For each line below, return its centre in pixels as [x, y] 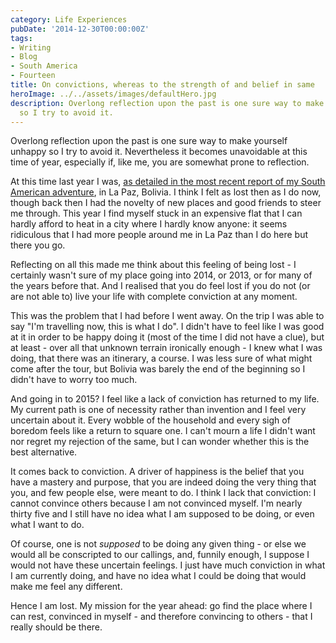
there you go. [38, 245]
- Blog [24, 57]
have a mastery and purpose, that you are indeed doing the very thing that [163, 482]
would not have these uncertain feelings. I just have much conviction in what [168, 565]
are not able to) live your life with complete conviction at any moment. [154, 297]
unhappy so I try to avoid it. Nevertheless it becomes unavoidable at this [159, 152]
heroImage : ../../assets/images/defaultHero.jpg [113, 94]
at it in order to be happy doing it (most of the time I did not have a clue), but [167, 337]
